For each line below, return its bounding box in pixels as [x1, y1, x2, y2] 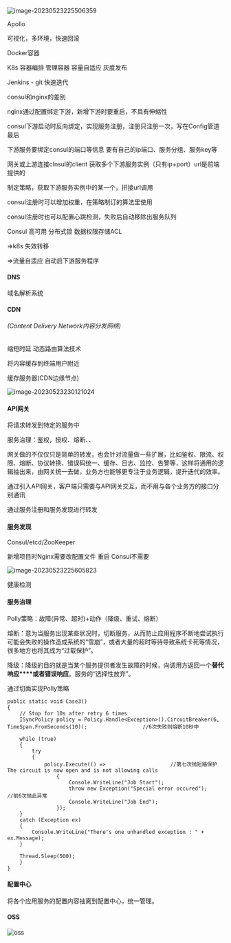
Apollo [7, 20, 25, 28]
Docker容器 [7, 49, 40, 57]
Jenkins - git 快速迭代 [7, 78, 69, 86]
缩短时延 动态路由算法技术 [7, 345, 81, 353]
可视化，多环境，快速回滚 [7, 34, 80, 42]
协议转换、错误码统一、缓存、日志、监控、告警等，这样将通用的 [36, 459, 218, 467]
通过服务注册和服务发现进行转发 [7, 506, 98, 514]
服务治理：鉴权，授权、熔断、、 [7, 435, 95, 444]
